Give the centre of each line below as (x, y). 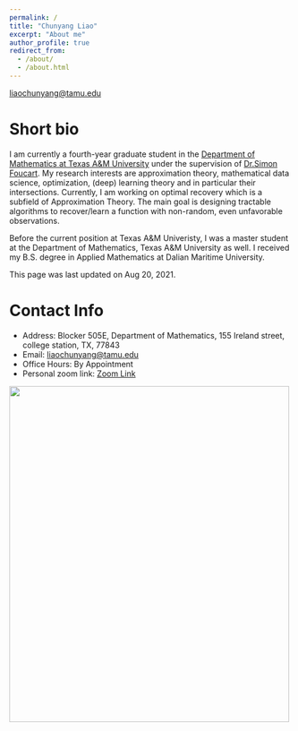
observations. (34, 220)
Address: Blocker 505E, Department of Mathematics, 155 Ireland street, (153, 335)
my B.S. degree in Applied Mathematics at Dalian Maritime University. (137, 257)
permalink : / (34, 17)
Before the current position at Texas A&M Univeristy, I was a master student (149, 237)
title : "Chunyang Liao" (54, 26)
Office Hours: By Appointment (78, 364)
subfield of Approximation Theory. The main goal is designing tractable (140, 202)
